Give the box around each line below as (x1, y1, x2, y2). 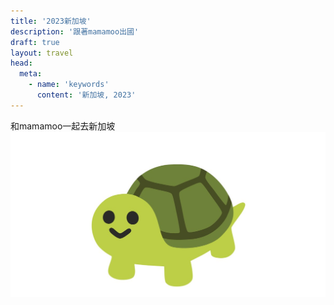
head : (10, 58, 33, 69)
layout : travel (10, 48, 74, 58)
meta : (19, 69, 43, 79)
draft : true (10, 37, 60, 47)
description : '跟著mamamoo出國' (10, 26, 140, 37)
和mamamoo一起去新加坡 (10, 120, 116, 132)
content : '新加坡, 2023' (36, 90, 137, 100)
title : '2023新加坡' (10, 16, 92, 26)
